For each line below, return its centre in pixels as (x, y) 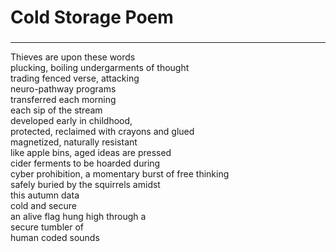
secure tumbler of (47, 227)
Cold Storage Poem (92, 17)
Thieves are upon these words (73, 57)
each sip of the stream (56, 110)
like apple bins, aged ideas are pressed (91, 153)
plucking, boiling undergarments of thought (100, 68)
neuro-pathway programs (63, 89)
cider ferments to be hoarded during (85, 163)
